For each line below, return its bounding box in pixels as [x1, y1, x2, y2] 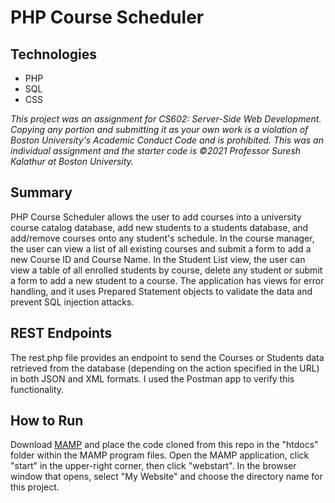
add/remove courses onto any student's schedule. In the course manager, [10, 232, 315, 244]
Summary [10, 184, 73, 201]
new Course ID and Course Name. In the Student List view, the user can [10, 253, 306, 265]
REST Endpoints [10, 325, 113, 342]
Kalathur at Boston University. [10, 156, 134, 167]
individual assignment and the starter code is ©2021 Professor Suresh [10, 145, 302, 156]
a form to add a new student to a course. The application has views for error [10, 274, 325, 286]
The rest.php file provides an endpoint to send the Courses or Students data [10, 351, 325, 363]
